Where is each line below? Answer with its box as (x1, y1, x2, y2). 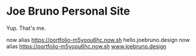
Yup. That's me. (6, 24, 46, 32)
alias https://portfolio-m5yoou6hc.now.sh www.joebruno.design (6, 43, 167, 50)
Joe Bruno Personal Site (6, 4, 130, 18)
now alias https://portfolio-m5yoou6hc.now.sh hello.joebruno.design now (6, 36, 190, 43)
